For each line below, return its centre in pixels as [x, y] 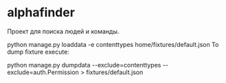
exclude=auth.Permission [43, 72]
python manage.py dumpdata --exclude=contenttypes [84, 65]
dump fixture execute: [38, 52]
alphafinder [41, 13]
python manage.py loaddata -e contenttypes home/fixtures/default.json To [113, 44]
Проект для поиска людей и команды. [63, 31]
